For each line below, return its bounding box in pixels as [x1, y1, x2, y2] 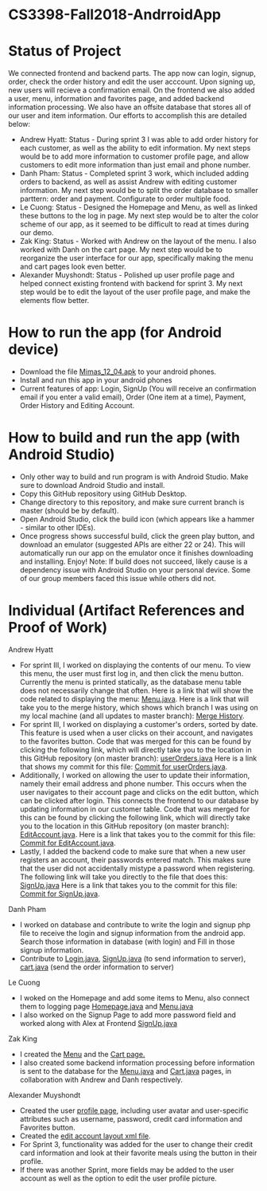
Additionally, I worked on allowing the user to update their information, [19, 770, 250, 780]
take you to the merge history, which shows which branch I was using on [19, 702, 258, 712]
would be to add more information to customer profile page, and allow [19, 151, 249, 161]
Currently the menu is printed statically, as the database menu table [19, 677, 242, 686]
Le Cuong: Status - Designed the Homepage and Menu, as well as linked [19, 202, 258, 212]
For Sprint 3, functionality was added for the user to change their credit [19, 1139, 253, 1149]
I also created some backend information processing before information [19, 1058, 256, 1067]
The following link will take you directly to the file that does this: [19, 871, 228, 882]
